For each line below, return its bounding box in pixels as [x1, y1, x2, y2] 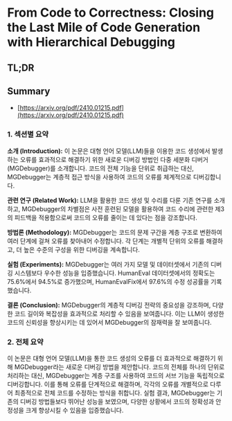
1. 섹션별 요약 [7, 129, 49, 139]
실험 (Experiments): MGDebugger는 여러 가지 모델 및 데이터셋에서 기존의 [7, 260, 209, 268]
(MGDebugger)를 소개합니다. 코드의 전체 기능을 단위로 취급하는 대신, [7, 164, 194, 172]
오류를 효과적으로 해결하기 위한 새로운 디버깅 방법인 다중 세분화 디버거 [19, 155, 209, 163]
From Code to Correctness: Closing [7, 5, 215, 21]
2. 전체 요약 [7, 337, 44, 347]
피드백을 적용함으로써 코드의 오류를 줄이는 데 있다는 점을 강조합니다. [14, 213, 197, 222]
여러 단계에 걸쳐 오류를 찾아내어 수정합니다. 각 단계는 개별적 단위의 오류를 [7, 237, 205, 245]
